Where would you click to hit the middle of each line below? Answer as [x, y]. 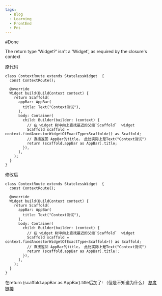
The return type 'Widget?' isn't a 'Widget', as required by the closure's [76, 52]
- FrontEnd [21, 23]
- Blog [16, 14]
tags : [11, 10]
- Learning [21, 19]
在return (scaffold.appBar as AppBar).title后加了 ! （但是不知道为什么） [76, 283]
